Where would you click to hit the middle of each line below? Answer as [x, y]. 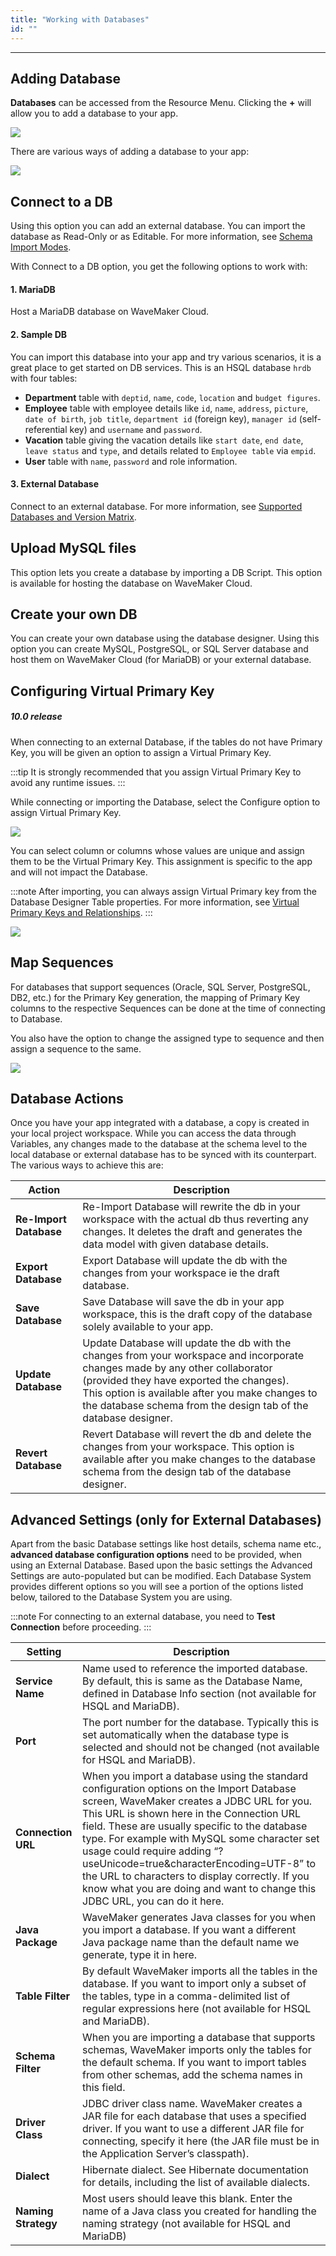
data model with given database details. [176, 1244]
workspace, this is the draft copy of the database [197, 1314]
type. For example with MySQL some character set [201, 1839]
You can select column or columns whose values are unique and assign [157, 850]
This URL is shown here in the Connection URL [192, 1814]
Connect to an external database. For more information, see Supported [156, 506]
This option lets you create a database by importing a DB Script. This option [166, 572]
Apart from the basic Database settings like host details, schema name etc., [166, 1544]
